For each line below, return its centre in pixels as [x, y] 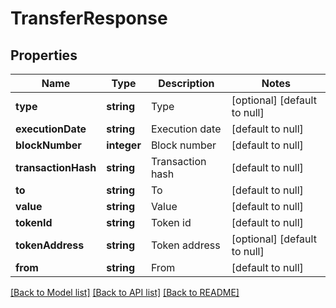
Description [186, 83]
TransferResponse [89, 18]
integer [124, 145]
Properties [44, 55]
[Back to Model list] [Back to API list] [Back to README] [125, 292]
